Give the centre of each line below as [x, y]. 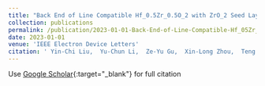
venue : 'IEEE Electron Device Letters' [74, 45]
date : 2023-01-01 [37, 37]
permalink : [26, 30]
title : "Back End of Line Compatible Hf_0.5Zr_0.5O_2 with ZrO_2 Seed [127, 15]
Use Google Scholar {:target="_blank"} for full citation [95, 74]
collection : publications [50, 23]
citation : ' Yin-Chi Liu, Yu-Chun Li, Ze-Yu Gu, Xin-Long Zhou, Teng [132, 52]
